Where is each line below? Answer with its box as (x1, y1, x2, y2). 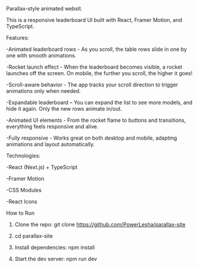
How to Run (6, 209, 35, 217)
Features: (6, 34, 30, 41)
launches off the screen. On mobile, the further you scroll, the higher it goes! (6, 70, 193, 76)
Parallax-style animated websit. (6, 5, 83, 12)
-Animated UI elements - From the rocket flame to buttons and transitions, (6, 117, 186, 124)
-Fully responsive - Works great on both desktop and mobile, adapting (6, 134, 177, 141)
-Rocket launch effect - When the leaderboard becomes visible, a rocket (6, 63, 183, 70)
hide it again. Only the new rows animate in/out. (6, 105, 122, 112)
